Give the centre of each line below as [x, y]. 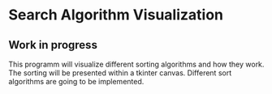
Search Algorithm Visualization [116, 15]
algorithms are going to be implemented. [76, 81]
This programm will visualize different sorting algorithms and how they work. [136, 64]
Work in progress [53, 45]
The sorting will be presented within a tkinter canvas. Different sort [120, 73]
